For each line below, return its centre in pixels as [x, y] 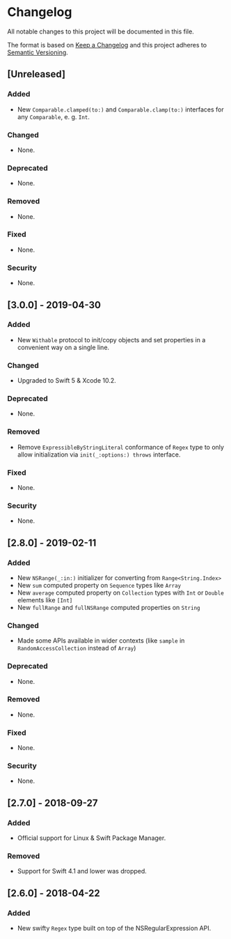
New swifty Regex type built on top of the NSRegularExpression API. [114, 929]
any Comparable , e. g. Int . [54, 116]
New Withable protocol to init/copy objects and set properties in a [111, 339]
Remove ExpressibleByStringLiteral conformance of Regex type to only [121, 447]
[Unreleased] [37, 74]
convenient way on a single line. [63, 347]
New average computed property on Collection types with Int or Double [120, 593]
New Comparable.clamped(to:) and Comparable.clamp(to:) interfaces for [120, 109]
